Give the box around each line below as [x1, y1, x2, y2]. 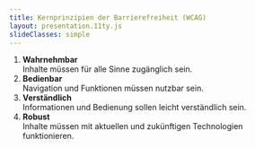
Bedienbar [22, 74, 63, 84]
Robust [22, 111, 50, 122]
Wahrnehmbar [22, 55, 78, 65]
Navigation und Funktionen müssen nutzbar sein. [22, 83, 204, 94]
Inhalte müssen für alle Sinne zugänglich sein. [22, 64, 193, 74]
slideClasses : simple [9, 30, 91, 39]
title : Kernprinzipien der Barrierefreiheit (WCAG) [9, 13, 207, 22]
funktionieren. [22, 131, 75, 142]
